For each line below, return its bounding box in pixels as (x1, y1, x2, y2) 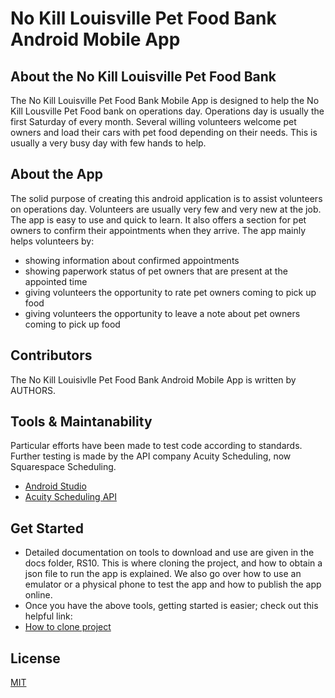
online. (24, 589, 53, 601)
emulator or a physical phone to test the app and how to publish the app (24, 578, 322, 591)
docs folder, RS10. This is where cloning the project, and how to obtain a (24, 557, 323, 569)
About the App (10, 166, 103, 183)
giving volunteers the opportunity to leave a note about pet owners (24, 307, 301, 319)
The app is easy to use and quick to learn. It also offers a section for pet (10, 213, 307, 226)
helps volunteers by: (10, 235, 95, 247)
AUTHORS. (10, 384, 56, 396)
